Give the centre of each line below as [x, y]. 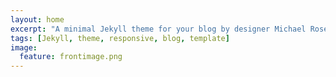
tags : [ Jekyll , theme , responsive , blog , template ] [120, 38]
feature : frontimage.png [71, 57]
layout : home [37, 19]
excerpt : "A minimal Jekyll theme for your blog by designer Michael [158, 29]
